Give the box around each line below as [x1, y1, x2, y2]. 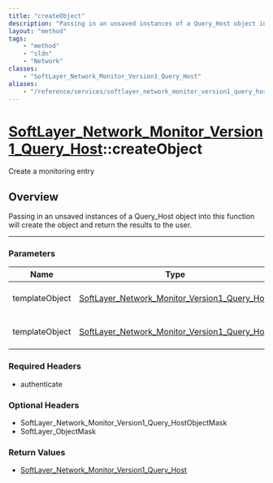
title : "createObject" [8, 11, 85, 20]
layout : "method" [8, 27, 67, 35]
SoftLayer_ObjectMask [19, 427, 96, 437]
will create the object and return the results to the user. [8, 220, 193, 230]
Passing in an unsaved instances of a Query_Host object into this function [8, 212, 255, 222]
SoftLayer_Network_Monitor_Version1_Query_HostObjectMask [19, 418, 227, 428]
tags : [8, 34, 27, 43]
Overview [8, 190, 59, 204]
